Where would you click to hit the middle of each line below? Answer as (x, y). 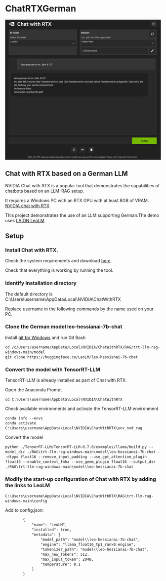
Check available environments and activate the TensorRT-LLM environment (82, 409)
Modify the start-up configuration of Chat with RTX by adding (81, 479)
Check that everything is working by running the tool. (59, 270)
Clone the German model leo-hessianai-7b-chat (64, 327)
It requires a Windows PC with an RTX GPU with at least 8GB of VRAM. (77, 200)
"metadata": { (46, 535)
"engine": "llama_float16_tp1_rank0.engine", (88, 545)
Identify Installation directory (41, 283)
